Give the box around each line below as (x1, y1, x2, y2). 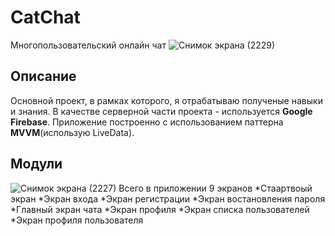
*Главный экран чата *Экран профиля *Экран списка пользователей (10, 203, 310, 215)
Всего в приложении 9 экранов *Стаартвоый (118, 182, 313, 194)
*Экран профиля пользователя (10, 214, 144, 226)
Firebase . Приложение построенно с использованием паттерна (10, 116, 284, 128)
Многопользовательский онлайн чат (10, 39, 167, 51)
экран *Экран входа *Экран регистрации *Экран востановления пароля (10, 192, 326, 205)
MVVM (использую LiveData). (10, 126, 135, 138)
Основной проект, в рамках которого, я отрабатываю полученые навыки (10, 94, 323, 106)
